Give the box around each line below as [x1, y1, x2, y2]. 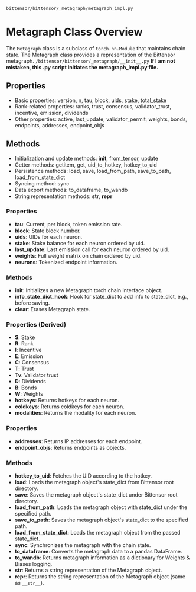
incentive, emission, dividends [14, 109, 89, 116]
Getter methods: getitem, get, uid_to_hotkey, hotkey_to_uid [14, 161, 158, 168]
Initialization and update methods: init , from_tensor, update [14, 155, 158, 162]
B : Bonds [14, 384, 37, 391]
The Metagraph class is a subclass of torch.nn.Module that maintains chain [6, 44, 186, 52]
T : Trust [14, 365, 34, 373]
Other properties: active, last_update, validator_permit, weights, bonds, [14, 116, 188, 123]
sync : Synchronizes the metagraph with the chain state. [14, 542, 151, 549]
